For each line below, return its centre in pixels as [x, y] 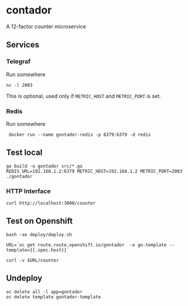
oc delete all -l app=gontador [44, 292]
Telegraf [19, 62]
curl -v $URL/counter [33, 260]
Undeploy [24, 278]
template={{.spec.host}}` [38, 250]
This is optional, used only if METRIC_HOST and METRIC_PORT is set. [84, 96]
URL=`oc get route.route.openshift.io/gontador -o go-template [86, 245]
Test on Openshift [39, 221]
